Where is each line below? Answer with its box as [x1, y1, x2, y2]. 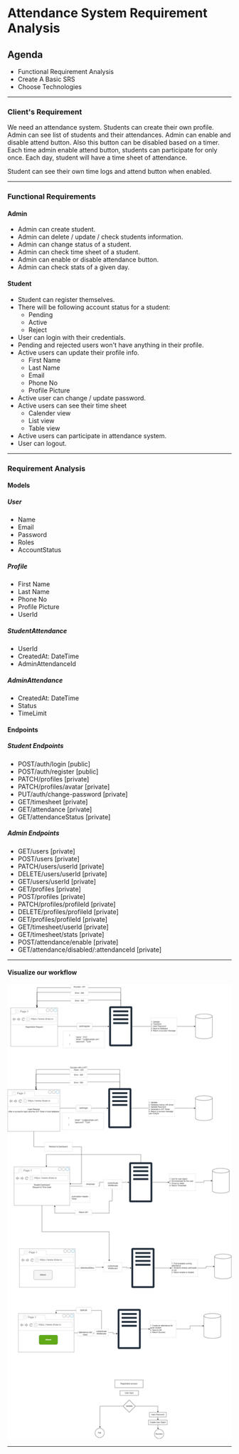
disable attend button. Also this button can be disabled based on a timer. [7, 138, 221, 147]
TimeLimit [17, 709, 48, 717]
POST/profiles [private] [17, 892, 85, 900]
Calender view [28, 408, 71, 417]
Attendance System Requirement [7, 5, 208, 21]
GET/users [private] [17, 846, 76, 856]
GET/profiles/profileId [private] [17, 915, 108, 923]
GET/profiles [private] [17, 885, 82, 893]
